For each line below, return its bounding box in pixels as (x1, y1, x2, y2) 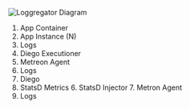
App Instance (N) (19, 32, 77, 41)
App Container (19, 23, 69, 32)
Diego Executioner (19, 49, 82, 58)
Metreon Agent (19, 57, 71, 67)
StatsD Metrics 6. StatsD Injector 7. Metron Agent (19, 83, 183, 92)
